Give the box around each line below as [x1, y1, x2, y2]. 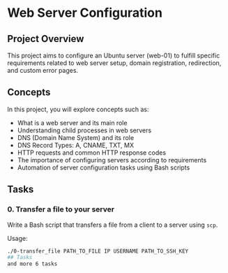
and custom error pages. [7, 66, 79, 74]
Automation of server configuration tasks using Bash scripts [17, 163, 190, 171]
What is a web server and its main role [17, 118, 128, 127]
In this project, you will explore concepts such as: [7, 105, 149, 113]
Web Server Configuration [7, 5, 162, 21]
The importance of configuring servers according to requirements [17, 155, 207, 164]
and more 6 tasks [7, 260, 58, 267]
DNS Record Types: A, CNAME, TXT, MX [17, 141, 135, 149]
